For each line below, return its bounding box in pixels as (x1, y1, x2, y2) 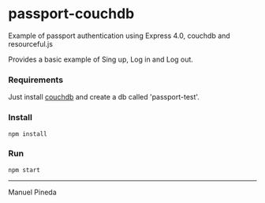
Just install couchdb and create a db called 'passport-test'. (8, 92, 200, 102)
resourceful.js (8, 39, 54, 48)
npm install (8, 130, 47, 138)
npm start (8, 166, 41, 174)
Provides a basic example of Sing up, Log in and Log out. (8, 55, 193, 64)
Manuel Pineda (8, 187, 57, 197)
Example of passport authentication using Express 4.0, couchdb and (8, 31, 230, 40)
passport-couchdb (8, 5, 135, 23)
